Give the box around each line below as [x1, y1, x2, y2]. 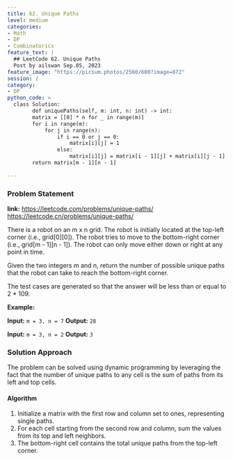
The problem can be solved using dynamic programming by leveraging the [7, 363, 221, 371]
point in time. [7, 247, 45, 256]
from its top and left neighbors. [17, 431, 106, 440]
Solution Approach [7, 347, 72, 357]
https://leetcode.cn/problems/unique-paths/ [7, 212, 134, 220]
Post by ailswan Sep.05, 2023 [13, 62, 101, 69]
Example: [7, 302, 35, 311]
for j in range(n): [44, 127, 101, 134]
